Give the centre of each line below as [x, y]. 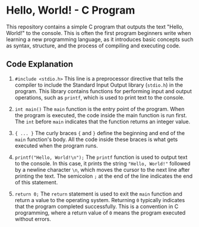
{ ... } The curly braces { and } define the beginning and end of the [100, 133]
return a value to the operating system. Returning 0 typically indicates [100, 200]
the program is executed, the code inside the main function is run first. [101, 115]
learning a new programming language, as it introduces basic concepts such [100, 39]
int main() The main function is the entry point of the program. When [99, 109]
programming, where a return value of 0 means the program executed [100, 212]
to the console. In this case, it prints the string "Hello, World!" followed [102, 163]
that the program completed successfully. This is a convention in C [97, 206]
